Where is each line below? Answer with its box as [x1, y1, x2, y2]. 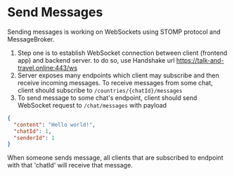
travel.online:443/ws [17, 63, 78, 72]
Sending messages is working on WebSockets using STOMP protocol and [7, 27, 221, 36]
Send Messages [7, 4, 103, 20]
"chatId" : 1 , [13, 127, 52, 134]
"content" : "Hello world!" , [13, 121, 96, 128]
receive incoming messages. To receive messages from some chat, [17, 78, 213, 87]
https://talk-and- [176, 56, 224, 64]
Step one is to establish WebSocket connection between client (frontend [17, 49, 228, 57]
